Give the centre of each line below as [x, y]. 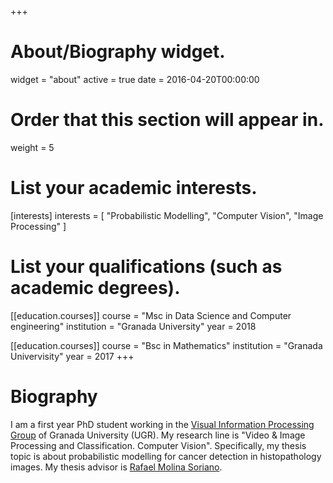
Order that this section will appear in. [167, 120]
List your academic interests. [134, 188]
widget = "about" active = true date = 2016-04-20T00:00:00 [135, 79]
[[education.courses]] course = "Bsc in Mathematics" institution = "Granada [166, 345]
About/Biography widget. [118, 52]
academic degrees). [95, 288]
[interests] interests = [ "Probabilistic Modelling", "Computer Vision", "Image [167, 215]
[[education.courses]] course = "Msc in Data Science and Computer [151, 315]
